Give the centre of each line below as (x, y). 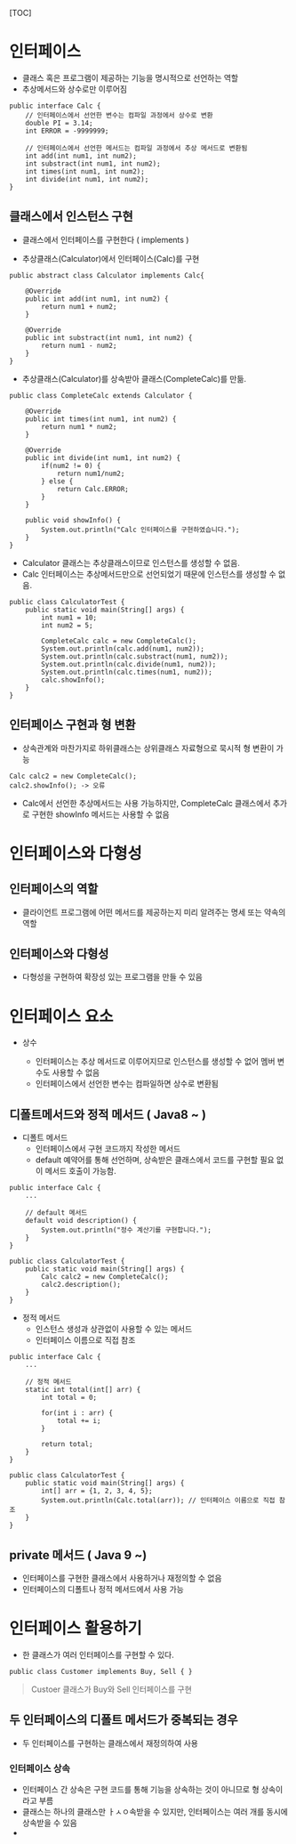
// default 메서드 (56, 1213)
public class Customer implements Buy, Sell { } (101, 1671)
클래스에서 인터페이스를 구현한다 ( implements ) (105, 239)
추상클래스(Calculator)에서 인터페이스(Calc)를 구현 (111, 258)
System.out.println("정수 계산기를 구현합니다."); (126, 1230)
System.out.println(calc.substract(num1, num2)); (135, 656)
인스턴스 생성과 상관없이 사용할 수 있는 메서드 (114, 1329)
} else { (57, 481)
